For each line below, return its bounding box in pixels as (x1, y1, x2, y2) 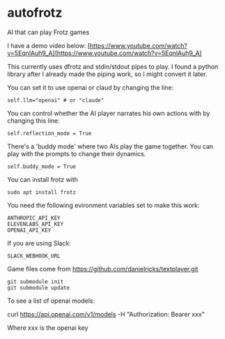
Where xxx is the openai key (7, 323, 88, 332)
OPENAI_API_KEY (7, 227, 52, 234)
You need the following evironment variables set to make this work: (7, 201, 200, 209)
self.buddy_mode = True (7, 163, 77, 170)
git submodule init (7, 278, 64, 285)
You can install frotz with (7, 175, 79, 183)
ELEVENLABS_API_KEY (7, 220, 64, 227)
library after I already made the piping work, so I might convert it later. (7, 70, 208, 78)
